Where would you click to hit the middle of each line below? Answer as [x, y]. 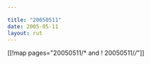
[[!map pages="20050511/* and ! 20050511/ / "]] [76, 53]
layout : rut [25, 33]
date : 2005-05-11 [33, 26]
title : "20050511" [34, 20]
